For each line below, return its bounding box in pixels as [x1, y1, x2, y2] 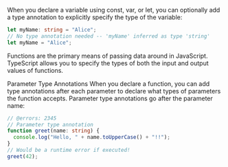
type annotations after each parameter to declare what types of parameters [7, 87, 221, 95]
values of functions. [7, 66, 64, 74]
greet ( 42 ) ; [7, 153, 38, 160]
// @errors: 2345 [7, 115, 57, 122]
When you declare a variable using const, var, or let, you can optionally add [7, 6, 220, 14]
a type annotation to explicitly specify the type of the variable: [7, 13, 183, 21]
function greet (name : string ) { [7, 127, 100, 135]
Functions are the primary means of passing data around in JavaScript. [7, 52, 208, 60]
